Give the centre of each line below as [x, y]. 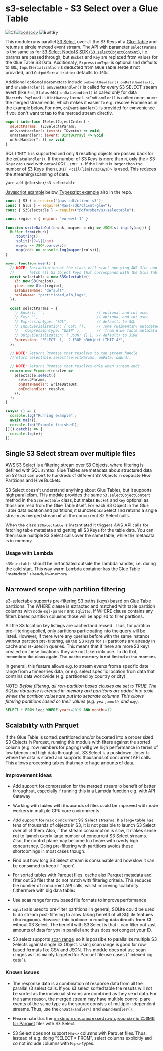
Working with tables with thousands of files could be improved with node [85, 805]
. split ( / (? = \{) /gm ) [34, 241]
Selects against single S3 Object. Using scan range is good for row [79, 945]
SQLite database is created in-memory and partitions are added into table [80, 691]
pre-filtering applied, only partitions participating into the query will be [75, 631]
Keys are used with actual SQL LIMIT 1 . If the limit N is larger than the [74, 164]
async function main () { [30, 263]
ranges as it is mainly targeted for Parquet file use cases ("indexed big [82, 955]
